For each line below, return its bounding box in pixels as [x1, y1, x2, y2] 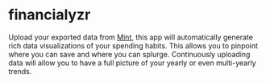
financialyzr [8, 6, 91, 24]
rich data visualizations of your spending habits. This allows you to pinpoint [8, 40, 259, 50]
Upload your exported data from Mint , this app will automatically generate [8, 32, 254, 42]
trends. [8, 66, 32, 76]
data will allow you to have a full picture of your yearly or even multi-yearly [8, 58, 256, 68]
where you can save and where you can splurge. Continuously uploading [8, 49, 251, 59]
